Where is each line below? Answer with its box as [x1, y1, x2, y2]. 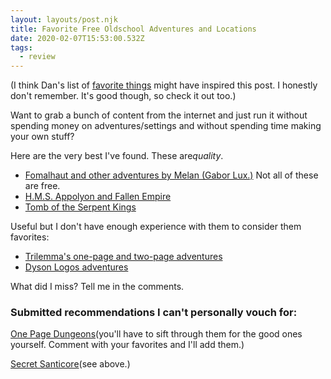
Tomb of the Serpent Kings [24, 201, 137, 213]
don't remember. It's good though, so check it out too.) [10, 90, 237, 102]
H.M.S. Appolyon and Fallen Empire [24, 191, 172, 203]
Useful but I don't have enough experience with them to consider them [10, 221, 302, 233]
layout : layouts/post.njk [10, 14, 118, 25]
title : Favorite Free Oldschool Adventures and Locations [10, 24, 257, 34]
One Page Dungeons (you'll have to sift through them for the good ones [10, 328, 303, 340]
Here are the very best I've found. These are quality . [10, 150, 224, 162]
